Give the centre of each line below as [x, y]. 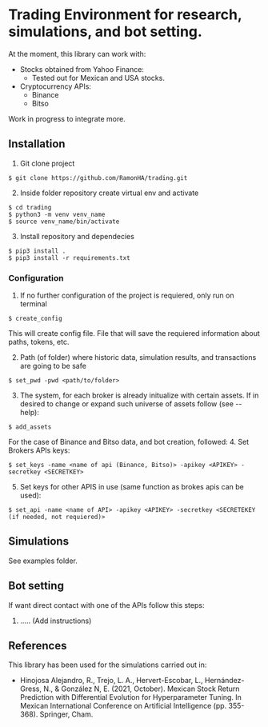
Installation [37, 144]
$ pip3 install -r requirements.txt [69, 258]
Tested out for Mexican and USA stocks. [98, 78]
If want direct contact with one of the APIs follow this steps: [106, 605]
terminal [34, 304]
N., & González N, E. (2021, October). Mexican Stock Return [142, 689]
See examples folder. [43, 561]
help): [30, 413]
